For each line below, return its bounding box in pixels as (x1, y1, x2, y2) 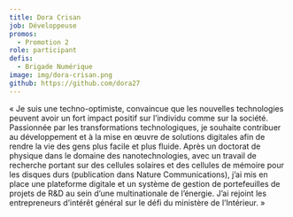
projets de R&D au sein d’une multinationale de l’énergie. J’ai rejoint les (9, 188, 267, 198)
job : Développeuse (9, 21, 77, 30)
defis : (9, 54, 34, 63)
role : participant (9, 46, 77, 55)
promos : (9, 29, 38, 38)
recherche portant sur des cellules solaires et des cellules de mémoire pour (9, 159, 285, 170)
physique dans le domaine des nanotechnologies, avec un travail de (9, 150, 257, 160)
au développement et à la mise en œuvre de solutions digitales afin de (9, 131, 266, 142)
